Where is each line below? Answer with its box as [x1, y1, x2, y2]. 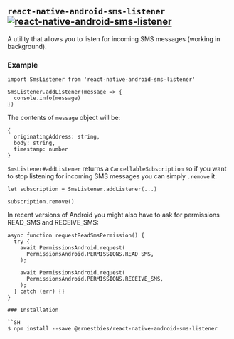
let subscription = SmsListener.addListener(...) [7, 185, 158, 193]
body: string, [14, 139, 55, 147]
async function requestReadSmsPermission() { [7, 232, 144, 240]
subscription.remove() [7, 198, 75, 205]
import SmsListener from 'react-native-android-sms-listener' [7, 76, 196, 83]
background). [7, 42, 48, 50]
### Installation [7, 306, 59, 314]
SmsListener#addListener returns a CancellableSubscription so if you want [7, 164, 227, 173]
